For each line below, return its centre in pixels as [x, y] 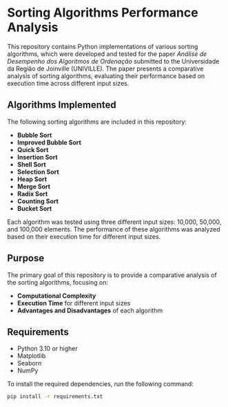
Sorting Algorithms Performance [103, 13]
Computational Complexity [56, 296]
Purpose [26, 258]
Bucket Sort [34, 208]
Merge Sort [33, 186]
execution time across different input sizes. [68, 83]
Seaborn [29, 363]
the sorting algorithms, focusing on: [58, 282]
